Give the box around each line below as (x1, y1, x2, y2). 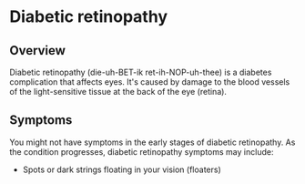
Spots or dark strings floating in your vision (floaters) (22, 164, 221, 175)
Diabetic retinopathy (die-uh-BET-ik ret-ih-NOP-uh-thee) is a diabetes (9, 66, 272, 77)
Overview (9, 43, 66, 58)
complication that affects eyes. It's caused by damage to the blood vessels (9, 77, 290, 87)
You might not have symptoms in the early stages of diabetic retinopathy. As (9, 137, 296, 148)
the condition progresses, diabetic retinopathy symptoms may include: (9, 146, 274, 157)
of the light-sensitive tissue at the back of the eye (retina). (9, 87, 228, 97)
